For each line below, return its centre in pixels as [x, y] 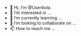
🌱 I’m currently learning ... [36, 18]
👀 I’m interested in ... [30, 13]
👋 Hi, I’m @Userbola [30, 8]
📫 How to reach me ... [32, 28]
